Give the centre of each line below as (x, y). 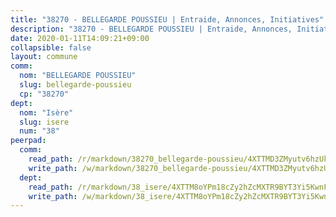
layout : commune (44, 57)
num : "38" (39, 131)
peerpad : (28, 141)
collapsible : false (51, 47)
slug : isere (44, 122)
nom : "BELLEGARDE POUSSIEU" (78, 76)
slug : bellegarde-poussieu (75, 85)
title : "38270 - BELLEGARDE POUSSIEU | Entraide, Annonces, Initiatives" (167, 19)
